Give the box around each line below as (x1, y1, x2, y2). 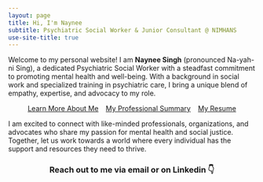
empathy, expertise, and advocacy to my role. (8, 88, 156, 98)
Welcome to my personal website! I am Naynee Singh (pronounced (8, 55, 226, 65)
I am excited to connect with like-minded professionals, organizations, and (8, 119, 249, 128)
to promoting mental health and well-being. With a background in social (8, 72, 239, 81)
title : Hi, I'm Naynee (8, 19, 82, 27)
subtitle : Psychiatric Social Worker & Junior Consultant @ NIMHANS (8, 26, 237, 34)
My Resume (197, 104, 237, 113)
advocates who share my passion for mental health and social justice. (8, 128, 234, 137)
